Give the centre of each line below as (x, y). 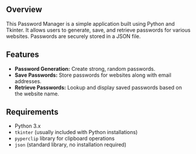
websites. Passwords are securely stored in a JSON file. (73, 36)
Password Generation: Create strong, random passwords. (85, 69)
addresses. (28, 81)
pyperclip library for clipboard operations (65, 138)
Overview (24, 10)
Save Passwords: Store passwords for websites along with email (93, 75)
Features (23, 55)
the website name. (37, 94)
